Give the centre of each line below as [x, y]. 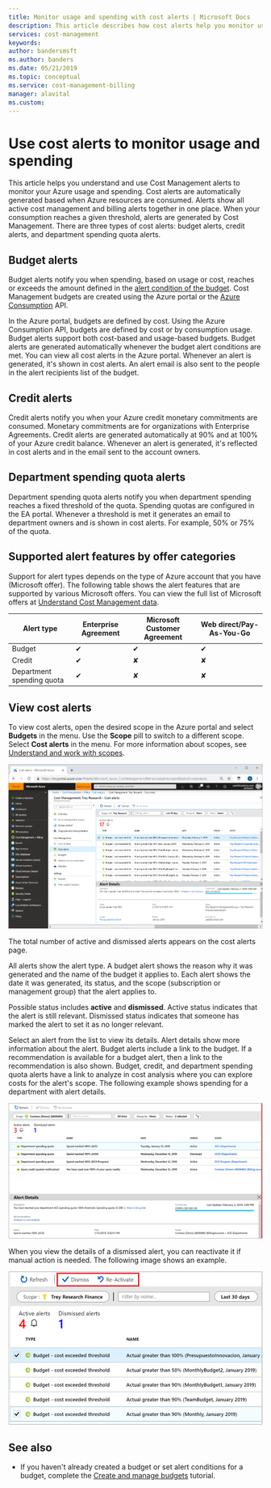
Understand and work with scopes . [67, 753]
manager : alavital [39, 94]
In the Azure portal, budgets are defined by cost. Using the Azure [117, 321]
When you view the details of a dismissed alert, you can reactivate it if [125, 1252]
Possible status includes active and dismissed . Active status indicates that [133, 1007]
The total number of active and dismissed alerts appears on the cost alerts [132, 941]
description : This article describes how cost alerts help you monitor [131, 25]
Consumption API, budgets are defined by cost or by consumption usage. [130, 330]
